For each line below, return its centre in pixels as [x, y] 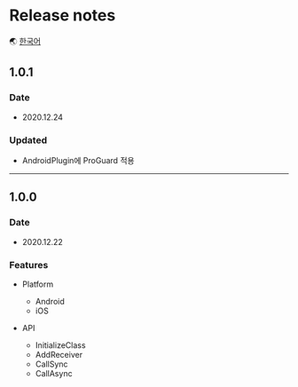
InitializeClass [60, 345]
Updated [28, 140]
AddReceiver [59, 354]
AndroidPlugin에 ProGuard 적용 [78, 160]
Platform [38, 284]
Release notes [63, 16]
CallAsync [54, 373]
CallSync [51, 364]
